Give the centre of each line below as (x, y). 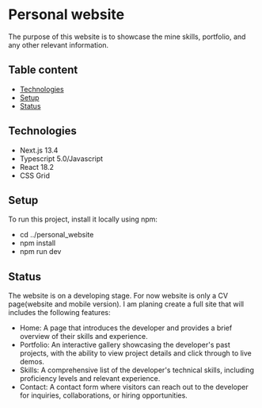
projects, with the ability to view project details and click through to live (135, 353)
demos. (32, 362)
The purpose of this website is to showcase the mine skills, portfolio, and (127, 37)
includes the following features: (59, 313)
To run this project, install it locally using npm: (83, 219)
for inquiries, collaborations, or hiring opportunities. (103, 395)
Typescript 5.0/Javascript (61, 158)
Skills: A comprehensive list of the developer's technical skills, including (137, 370)
